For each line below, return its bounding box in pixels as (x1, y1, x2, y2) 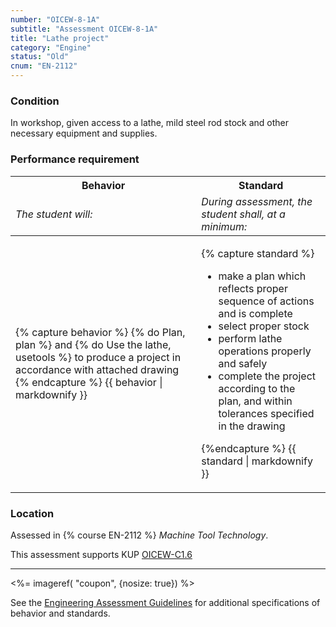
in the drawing (218, 419, 286, 433)
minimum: (201, 219, 248, 233)
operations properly (218, 344, 312, 358)
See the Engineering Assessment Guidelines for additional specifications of (10, 596, 321, 608)
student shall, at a (201, 207, 286, 221)
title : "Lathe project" (10, 33, 110, 43)
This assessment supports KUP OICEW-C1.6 (10, 548, 193, 560)
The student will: (15, 207, 93, 221)
